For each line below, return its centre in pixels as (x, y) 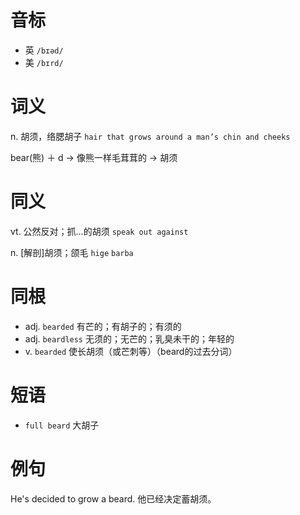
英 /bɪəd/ (44, 50)
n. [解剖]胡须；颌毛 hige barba (72, 252)
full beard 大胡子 (62, 425)
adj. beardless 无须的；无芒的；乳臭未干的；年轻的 (129, 338)
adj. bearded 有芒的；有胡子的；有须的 (103, 326)
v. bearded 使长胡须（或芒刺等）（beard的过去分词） (131, 351)
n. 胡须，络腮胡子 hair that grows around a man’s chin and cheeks (150, 136)
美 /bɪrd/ (44, 62)
